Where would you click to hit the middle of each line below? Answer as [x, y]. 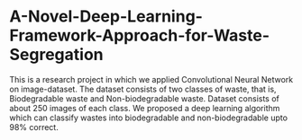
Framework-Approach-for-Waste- [140, 35]
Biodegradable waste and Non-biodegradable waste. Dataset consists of [144, 98]
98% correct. [34, 127]
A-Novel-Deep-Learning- [106, 17]
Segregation [56, 55]
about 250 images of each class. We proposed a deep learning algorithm [145, 108]
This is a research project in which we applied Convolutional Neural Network [151, 79]
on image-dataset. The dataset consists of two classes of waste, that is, [143, 89]
